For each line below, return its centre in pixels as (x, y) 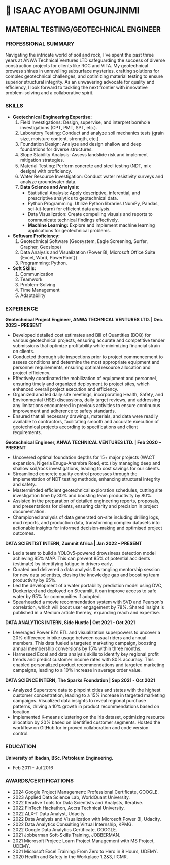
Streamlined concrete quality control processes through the (75, 474)
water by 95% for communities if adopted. (57, 597)
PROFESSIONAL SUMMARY (40, 44)
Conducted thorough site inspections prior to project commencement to (88, 357)
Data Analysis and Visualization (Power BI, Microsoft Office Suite (88, 252)
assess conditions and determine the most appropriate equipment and (86, 362)
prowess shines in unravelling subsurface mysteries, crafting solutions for (82, 71)
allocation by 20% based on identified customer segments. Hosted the (87, 722)
